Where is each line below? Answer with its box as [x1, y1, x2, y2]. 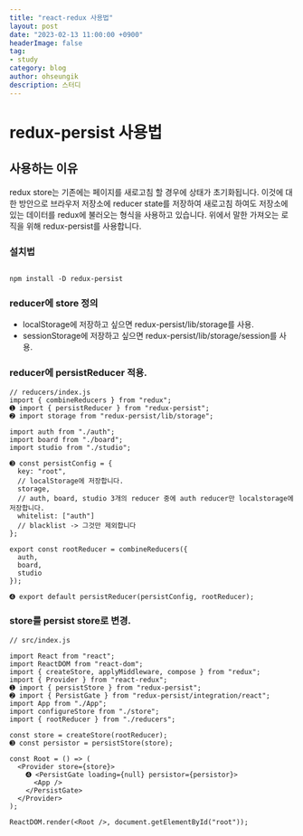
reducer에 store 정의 [9, 296, 99, 309]
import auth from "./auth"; [9, 427, 116, 437]
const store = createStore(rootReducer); [9, 730, 168, 739]
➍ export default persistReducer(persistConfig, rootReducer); [9, 592, 255, 601]
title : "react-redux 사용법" [9, 13, 114, 23]
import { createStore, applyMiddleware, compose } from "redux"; [9, 667, 260, 676]
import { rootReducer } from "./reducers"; [9, 715, 176, 724]
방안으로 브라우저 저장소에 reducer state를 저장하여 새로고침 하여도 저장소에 [18, 198, 289, 209]
